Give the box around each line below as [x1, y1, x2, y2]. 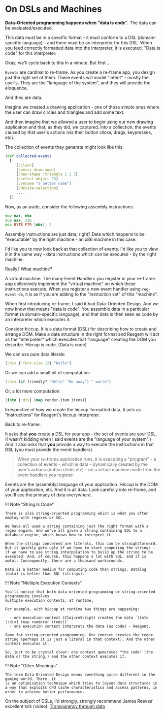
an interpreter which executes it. [5, 317, 71, 323]
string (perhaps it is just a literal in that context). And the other [5, 637, 155, 642]
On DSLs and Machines [5, 3, 102, 15]
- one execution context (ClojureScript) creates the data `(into [9, 615, 149, 620]
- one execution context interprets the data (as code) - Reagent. [9, 624, 151, 629]
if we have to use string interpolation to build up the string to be [5, 550, 153, 554]
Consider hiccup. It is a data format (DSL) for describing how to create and [5, 326, 157, 332]
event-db [5, 292, 23, 297]
